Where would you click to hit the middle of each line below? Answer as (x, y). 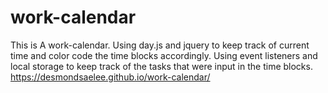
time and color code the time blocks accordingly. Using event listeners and (164, 55)
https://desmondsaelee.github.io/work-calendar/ (110, 77)
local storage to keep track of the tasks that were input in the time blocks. (161, 66)
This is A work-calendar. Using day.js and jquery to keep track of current (160, 45)
